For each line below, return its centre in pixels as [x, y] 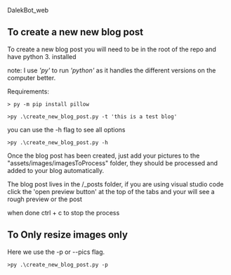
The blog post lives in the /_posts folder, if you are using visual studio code [115, 184]
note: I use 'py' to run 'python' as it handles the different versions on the [112, 70]
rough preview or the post [45, 199]
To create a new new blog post [75, 32]
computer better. [32, 77]
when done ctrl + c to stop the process [64, 212]
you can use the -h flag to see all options [66, 129]
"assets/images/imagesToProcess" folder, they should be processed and [113, 163]
